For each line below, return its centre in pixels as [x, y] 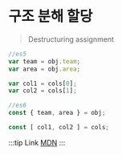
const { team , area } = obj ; [57, 113]
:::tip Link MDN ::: [37, 142]
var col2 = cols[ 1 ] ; [43, 91]
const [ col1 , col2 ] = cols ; [59, 128]
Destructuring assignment [71, 39]
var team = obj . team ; [45, 61]
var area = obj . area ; [45, 69]
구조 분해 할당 [51, 16]
